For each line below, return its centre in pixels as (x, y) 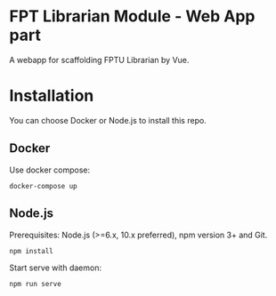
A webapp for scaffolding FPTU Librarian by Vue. (99, 60)
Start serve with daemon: (56, 268)
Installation (52, 96)
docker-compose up (43, 186)
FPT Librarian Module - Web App (132, 16)
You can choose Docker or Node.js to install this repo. (108, 120)
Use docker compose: (50, 170)
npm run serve (36, 284)
